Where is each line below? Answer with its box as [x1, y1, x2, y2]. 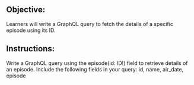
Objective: [6, 5, 46, 15]
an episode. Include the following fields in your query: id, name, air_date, [6, 66, 184, 73]
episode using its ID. [6, 27, 56, 34]
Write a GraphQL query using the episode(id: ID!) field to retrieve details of [6, 59, 188, 67]
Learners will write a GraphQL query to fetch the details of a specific [6, 20, 174, 27]
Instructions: [6, 44, 55, 54]
